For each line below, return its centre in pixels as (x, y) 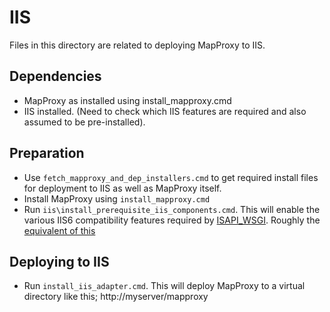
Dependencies (55, 76)
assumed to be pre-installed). (84, 122)
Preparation (47, 153)
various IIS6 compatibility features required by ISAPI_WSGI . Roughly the (172, 220)
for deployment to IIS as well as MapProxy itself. (122, 188)
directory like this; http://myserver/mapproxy (116, 297)
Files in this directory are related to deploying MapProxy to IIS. (137, 45)
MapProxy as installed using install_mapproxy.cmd (127, 100)
